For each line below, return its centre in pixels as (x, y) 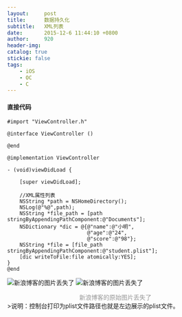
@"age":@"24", (107, 233)
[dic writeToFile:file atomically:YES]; (78, 257)
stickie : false (29, 59)
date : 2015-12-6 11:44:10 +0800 (62, 33)
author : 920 (30, 39)
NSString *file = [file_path (61, 245)
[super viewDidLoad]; (50, 182)
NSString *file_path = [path (61, 214)
